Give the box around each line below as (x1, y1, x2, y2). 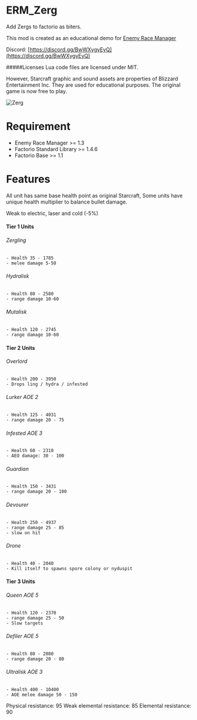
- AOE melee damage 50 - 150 (6, 692, 78, 698)
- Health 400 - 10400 (6, 687, 59, 693)
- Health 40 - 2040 (6, 560, 54, 567)
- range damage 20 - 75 (6, 417, 65, 423)
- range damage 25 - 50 (6, 615, 65, 621)
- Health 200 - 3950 (6, 376, 57, 382)
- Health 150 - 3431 (6, 483, 57, 490)
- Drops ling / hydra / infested (6, 381, 88, 387)
